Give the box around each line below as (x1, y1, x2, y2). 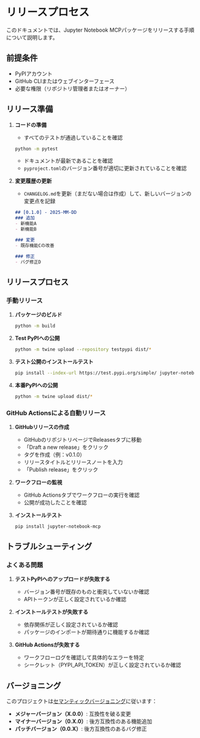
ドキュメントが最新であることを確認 (23, 157, 113, 164)
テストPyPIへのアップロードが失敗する (14, 575, 110, 583)
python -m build (14, 323, 56, 329)
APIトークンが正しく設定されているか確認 (23, 596, 127, 603)
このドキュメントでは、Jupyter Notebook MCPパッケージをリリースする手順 (6, 26, 195, 33)
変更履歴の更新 (14, 177, 52, 185)
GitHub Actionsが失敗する (14, 641, 81, 648)
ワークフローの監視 (14, 479, 63, 486)
